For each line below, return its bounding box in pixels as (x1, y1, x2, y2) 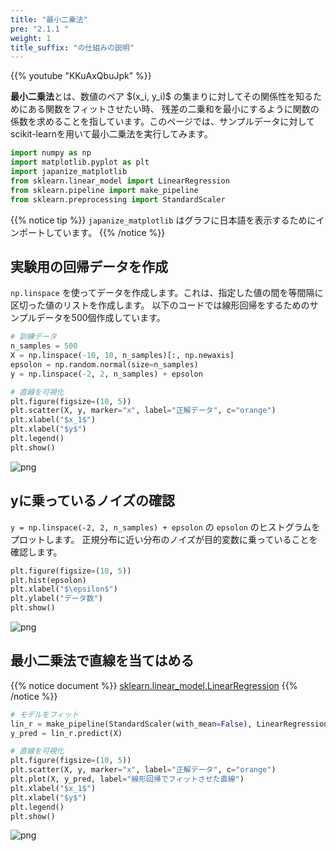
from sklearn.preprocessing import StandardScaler (10, 194, 226, 205)
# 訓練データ (10, 332, 57, 342)
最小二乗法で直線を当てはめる (10, 652, 195, 670)
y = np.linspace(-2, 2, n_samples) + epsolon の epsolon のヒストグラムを (10, 521, 321, 533)
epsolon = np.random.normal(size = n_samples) (10, 359, 199, 370)
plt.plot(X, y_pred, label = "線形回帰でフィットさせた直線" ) (10, 774, 245, 785)
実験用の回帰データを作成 (10, 258, 168, 275)
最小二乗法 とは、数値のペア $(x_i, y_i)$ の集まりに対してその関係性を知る (10, 91, 314, 103)
